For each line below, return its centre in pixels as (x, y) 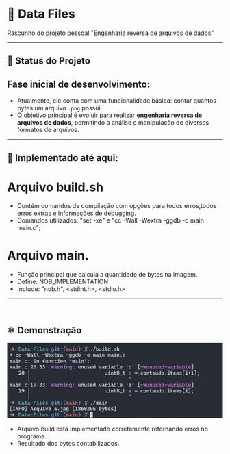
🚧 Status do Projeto (49, 61)
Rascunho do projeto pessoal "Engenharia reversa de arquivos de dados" (111, 33)
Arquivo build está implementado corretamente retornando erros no (113, 429)
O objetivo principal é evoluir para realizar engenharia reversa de (110, 115)
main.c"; (29, 228)
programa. (31, 436)
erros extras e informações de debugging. (77, 213)
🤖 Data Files (41, 14)
